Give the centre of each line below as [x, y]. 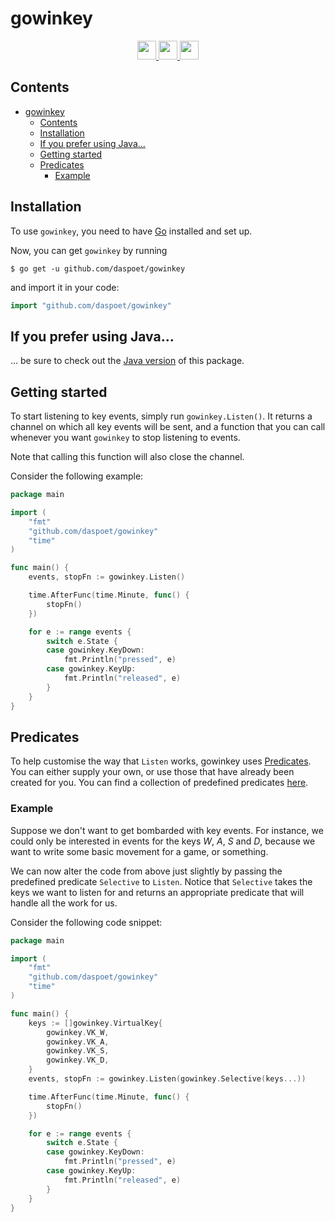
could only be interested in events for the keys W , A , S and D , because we [163, 841]
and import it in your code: [65, 287]
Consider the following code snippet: [86, 922]
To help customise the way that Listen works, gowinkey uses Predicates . [161, 761]
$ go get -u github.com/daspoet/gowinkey [98, 268]
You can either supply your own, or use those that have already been [152, 772]
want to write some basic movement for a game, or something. [139, 851]
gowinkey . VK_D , [78, 1060]
